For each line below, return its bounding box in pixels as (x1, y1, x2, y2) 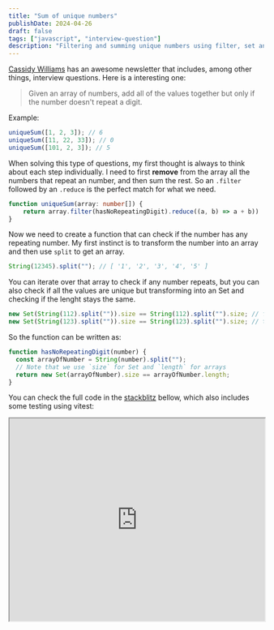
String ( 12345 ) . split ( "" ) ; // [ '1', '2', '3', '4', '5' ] (8, 263, 208, 271)
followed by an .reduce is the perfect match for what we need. (8, 184, 216, 194)
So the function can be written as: (8, 332, 122, 341)
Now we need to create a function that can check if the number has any (8, 229, 249, 239)
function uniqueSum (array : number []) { (8, 199, 143, 208)
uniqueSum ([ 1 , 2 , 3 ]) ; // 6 (8, 129, 104, 137)
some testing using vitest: (8, 401, 95, 411)
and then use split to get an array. (8, 246, 126, 256)
